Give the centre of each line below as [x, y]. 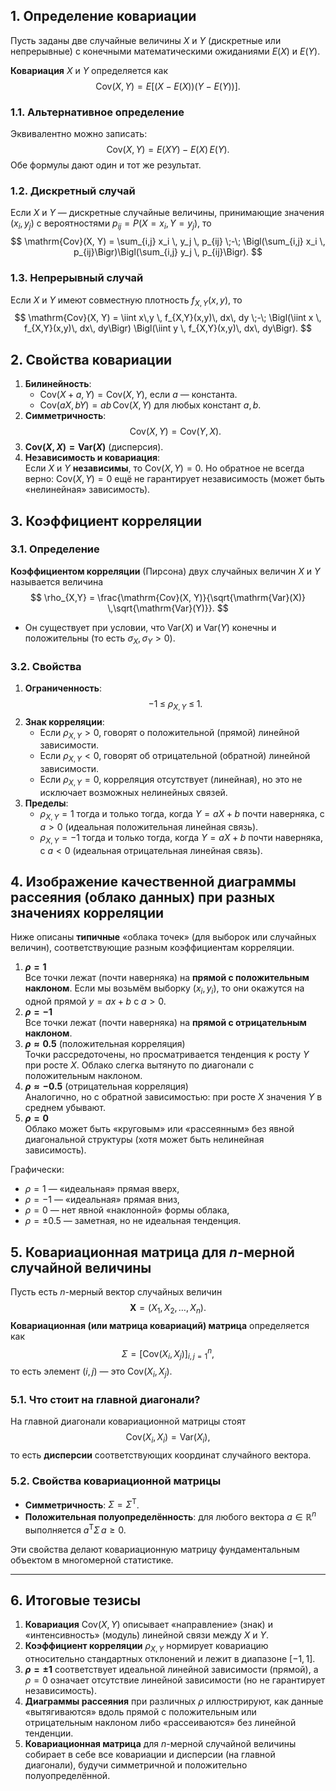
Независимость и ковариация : [92, 458]
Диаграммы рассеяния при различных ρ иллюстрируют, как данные [174, 1701]
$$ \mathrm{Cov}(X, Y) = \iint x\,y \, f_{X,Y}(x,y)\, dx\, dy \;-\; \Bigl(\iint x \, [168, 318]
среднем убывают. [65, 1108]
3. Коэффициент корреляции [106, 520]
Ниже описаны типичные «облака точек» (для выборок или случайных [163, 937]
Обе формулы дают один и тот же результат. [106, 165]
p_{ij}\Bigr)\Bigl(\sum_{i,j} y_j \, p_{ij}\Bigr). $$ [168, 252]
